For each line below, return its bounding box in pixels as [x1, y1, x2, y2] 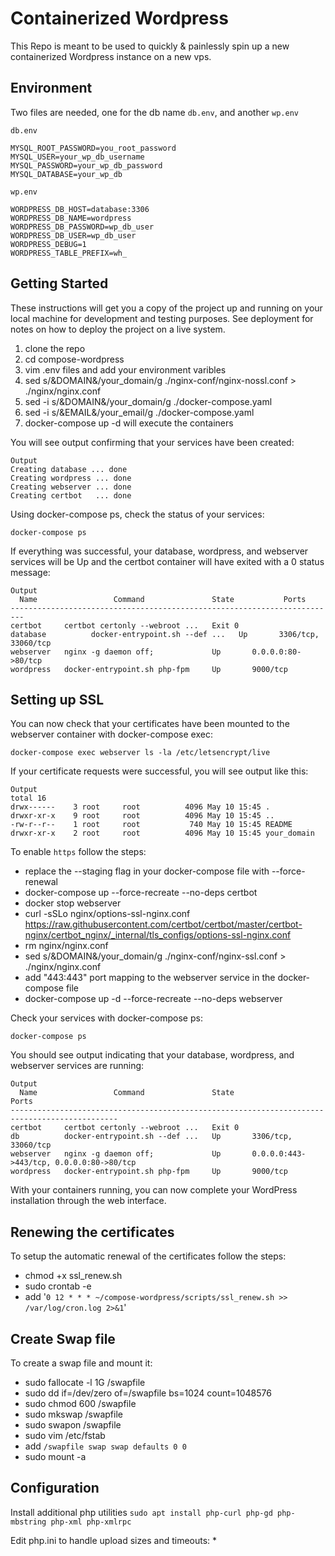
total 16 [10, 793, 47, 804]
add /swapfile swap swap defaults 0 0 [24, 1440, 187, 1452]
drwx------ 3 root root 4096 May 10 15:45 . [10, 802, 271, 812]
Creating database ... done [10, 464, 128, 474]
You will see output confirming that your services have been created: [10, 436, 295, 448]
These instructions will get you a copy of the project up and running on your [10, 302, 323, 314]
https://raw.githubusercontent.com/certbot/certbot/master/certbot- [24, 918, 303, 931]
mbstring [10, 1517, 47, 1527]
